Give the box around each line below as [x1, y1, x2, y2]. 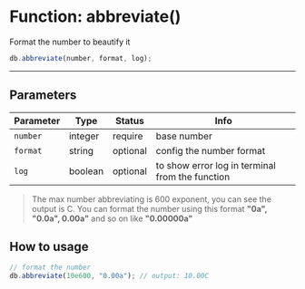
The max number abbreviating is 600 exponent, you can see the [31, 193, 272, 205]
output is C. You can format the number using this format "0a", [31, 203, 268, 214]
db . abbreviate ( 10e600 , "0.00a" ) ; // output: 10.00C [9, 272, 209, 281]
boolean [68, 165, 104, 178]
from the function [155, 170, 231, 183]
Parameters [9, 88, 77, 103]
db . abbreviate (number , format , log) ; [9, 53, 152, 63]
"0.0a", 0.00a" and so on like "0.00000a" [31, 213, 193, 224]
